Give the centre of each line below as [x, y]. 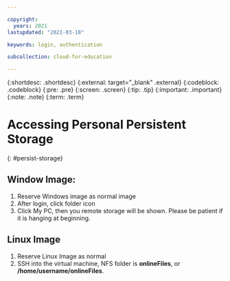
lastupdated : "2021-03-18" [46, 32]
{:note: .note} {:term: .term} [46, 97]
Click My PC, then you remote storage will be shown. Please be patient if [120, 210]
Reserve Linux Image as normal [61, 256]
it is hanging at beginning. [54, 218]
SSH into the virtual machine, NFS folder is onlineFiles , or [99, 263]
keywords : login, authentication [55, 45]
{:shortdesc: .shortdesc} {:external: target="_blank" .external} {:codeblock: [113, 82]
